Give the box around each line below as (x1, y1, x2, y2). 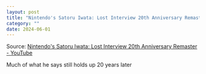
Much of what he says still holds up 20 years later (6, 61, 132, 68)
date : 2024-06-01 (6, 26, 51, 32)
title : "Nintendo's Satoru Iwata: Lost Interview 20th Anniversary (6, 15, 183, 21)
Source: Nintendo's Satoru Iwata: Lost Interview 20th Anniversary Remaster (6, 43, 197, 50)
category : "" (6, 20, 40, 26)
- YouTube (6, 50, 32, 57)
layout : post (6, 9, 40, 15)
